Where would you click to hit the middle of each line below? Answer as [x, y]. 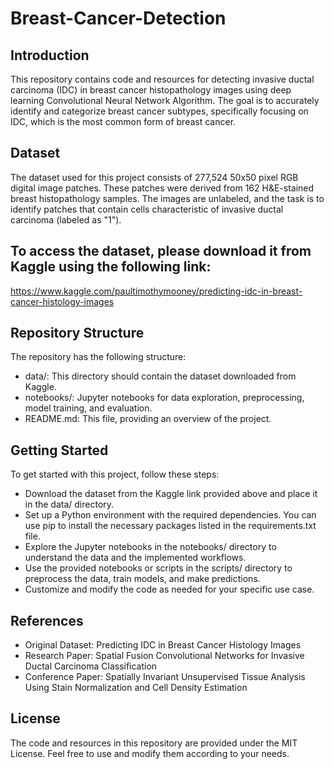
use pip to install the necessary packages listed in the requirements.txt [170, 526]
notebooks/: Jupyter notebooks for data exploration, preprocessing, [164, 398]
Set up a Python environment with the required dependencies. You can [170, 515]
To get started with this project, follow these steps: [115, 474]
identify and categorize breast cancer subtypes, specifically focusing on [159, 111]
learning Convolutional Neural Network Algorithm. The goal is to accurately [165, 100]
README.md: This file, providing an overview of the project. [148, 419]
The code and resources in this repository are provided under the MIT [154, 743]
